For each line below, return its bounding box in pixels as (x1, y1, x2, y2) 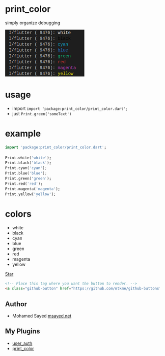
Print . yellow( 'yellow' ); (5, 191, 56, 197)
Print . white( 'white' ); (5, 155, 52, 160)
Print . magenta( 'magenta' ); (5, 186, 60, 191)
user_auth (12, 340, 33, 346)
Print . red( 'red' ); (5, 181, 43, 186)
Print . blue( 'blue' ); (5, 171, 48, 176)
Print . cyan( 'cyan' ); (5, 166, 48, 171)
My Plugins (5, 327, 40, 336)
